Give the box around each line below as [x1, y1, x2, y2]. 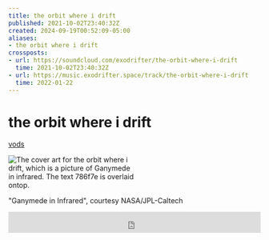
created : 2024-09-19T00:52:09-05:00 [8, 26, 130, 34]
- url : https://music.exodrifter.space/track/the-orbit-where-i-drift [8, 71, 249, 79]
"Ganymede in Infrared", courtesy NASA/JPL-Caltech [8, 196, 183, 206]
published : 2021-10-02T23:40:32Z [8, 19, 120, 27]
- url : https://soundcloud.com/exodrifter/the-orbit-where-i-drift [8, 57, 239, 65]
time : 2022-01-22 [15, 78, 74, 86]
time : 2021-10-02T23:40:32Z [15, 64, 110, 72]
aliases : [8, 34, 38, 42]
